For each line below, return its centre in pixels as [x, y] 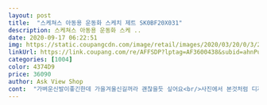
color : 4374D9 [32, 67]
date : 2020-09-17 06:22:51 [53, 37]
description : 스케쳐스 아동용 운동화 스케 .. [75, 30]
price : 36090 [30, 74]
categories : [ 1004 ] [41, 60]
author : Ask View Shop [46, 81]
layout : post [30, 15]
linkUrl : [23, 52]
